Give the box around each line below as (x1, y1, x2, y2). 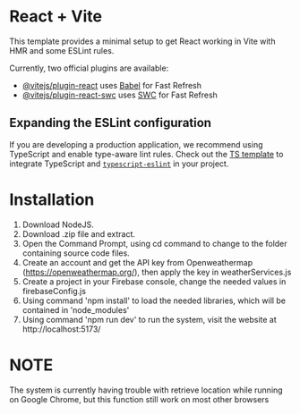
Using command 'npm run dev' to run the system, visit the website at (21, 314, 278, 325)
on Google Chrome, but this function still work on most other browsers (9, 393, 270, 404)
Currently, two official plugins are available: (9, 63, 169, 73)
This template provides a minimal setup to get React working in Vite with (9, 36, 276, 46)
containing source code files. (21, 248, 130, 258)
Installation (9, 190, 95, 209)
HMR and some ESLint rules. (9, 45, 115, 55)
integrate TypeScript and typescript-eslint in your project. (9, 158, 229, 169)
